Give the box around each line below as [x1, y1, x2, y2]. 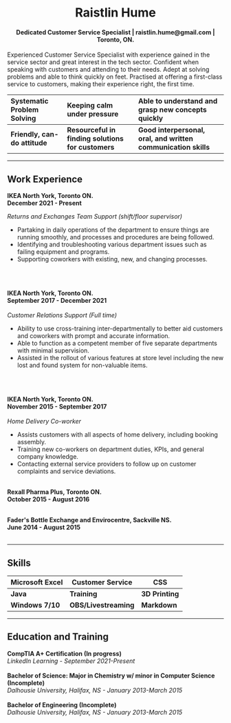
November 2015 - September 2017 [7, 402, 107, 411]
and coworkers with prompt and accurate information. [16, 332, 170, 340]
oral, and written [138, 134, 194, 143]
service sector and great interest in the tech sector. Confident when [7, 58, 199, 66]
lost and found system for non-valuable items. [16, 361, 148, 370]
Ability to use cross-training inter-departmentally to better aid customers [16, 324, 223, 333]
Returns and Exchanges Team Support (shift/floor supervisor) [7, 212, 183, 221]
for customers [67, 143, 115, 152]
